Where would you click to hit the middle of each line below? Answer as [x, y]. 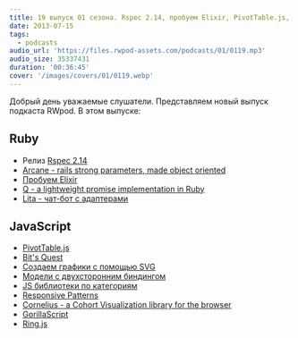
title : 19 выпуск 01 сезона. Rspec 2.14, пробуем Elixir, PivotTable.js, [150, 17]
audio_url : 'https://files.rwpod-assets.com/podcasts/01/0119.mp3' [138, 51]
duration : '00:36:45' [50, 68]
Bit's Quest [43, 258]
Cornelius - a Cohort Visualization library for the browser [127, 305]
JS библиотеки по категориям [80, 286]
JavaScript [40, 226]
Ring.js [34, 324]
